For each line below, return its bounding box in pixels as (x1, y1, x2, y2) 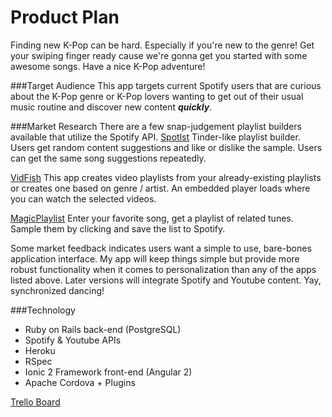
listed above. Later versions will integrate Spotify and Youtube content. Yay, (10, 274, 322, 286)
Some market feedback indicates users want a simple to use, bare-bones (10, 242, 312, 254)
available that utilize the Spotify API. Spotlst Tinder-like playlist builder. (10, 131, 301, 143)
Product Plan (10, 6, 120, 29)
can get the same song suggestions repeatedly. (10, 152, 207, 164)
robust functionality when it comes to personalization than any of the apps (10, 263, 317, 275)
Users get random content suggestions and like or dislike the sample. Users (10, 141, 323, 153)
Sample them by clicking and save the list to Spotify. (10, 222, 226, 235)
